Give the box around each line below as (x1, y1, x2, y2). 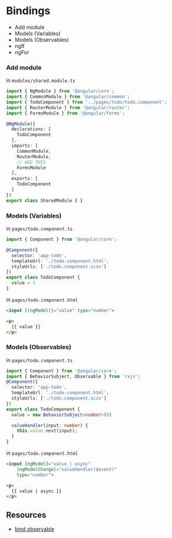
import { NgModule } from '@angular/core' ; (6, 88, 115, 94)
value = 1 (11, 280, 35, 286)
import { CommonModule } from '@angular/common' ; (6, 94, 131, 100)
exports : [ (11, 176, 38, 182)
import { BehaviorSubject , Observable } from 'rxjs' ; (6, 373, 141, 379)
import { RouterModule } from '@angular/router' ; (6, 104, 131, 110)
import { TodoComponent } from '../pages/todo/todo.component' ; (6, 99, 167, 105)
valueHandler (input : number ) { (11, 422, 88, 428)
